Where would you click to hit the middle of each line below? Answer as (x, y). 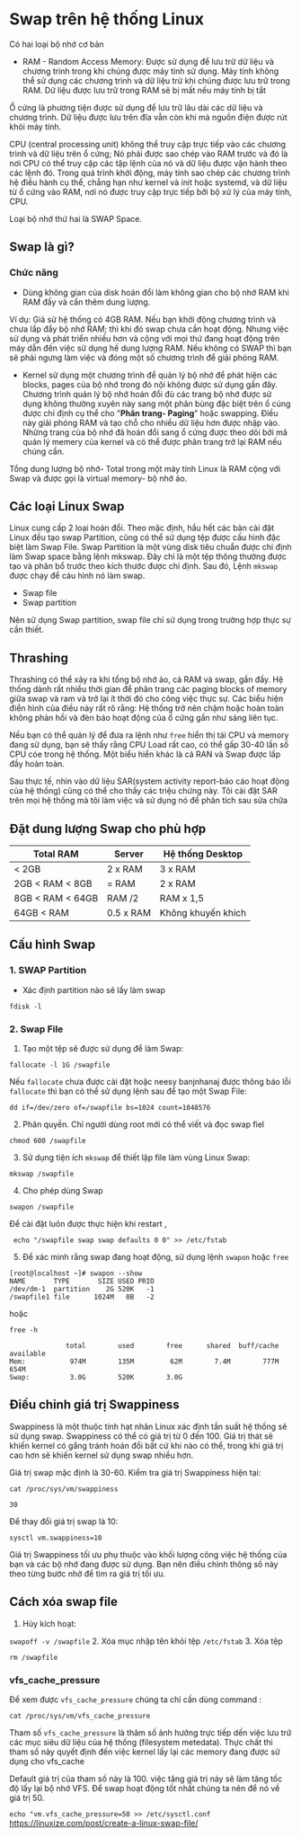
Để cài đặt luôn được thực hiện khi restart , (88, 1224)
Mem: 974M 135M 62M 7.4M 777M (144, 1362)
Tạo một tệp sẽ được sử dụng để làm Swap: (103, 1049)
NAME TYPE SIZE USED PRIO (82, 1282)
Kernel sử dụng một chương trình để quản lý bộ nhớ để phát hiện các (150, 375)
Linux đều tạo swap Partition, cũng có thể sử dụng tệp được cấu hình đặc (145, 537)
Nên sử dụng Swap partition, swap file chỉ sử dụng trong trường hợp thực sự (150, 620)
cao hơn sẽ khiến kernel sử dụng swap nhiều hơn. (102, 1455)
